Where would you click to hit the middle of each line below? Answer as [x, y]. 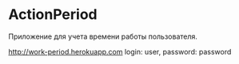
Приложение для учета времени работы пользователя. [103, 36]
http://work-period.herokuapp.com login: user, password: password [120, 51]
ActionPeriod [53, 15]
